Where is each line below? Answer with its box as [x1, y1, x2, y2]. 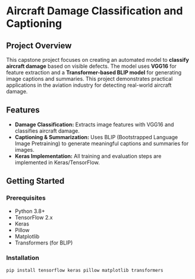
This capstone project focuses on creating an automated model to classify [6, 57, 189, 63]
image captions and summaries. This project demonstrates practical [6, 76, 173, 82]
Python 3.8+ [14, 207, 46, 215]
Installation [6, 254, 40, 262]
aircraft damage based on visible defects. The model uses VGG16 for [6, 62, 177, 70]
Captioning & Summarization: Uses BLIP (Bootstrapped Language [14, 133, 178, 140]
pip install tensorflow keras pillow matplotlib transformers [6, 267, 163, 273]
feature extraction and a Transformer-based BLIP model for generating [6, 69, 182, 76]
